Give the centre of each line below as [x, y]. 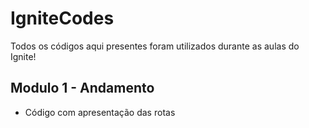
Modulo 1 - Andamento [82, 88]
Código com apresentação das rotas [100, 112]
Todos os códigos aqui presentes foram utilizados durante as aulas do [155, 46]
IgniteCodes [62, 18]
